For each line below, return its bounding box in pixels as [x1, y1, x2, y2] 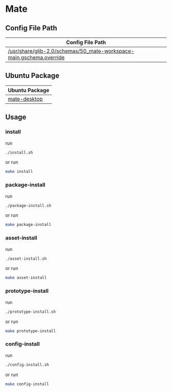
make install [5, 169, 33, 174]
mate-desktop [8, 95, 43, 102]
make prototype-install [5, 328, 56, 333]
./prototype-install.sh [5, 309, 56, 314]
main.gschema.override [8, 54, 65, 61]
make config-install [5, 381, 50, 386]
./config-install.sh [5, 362, 50, 367]
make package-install [5, 222, 52, 227]
